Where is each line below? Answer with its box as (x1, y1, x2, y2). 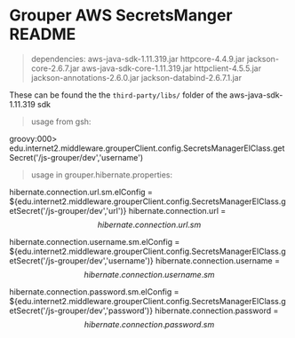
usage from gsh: (30, 116, 92, 127)
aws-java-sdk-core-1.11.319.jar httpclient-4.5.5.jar (81, 63, 262, 74)
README (9, 24, 76, 44)
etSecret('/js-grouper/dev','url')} (9, 205, 127, 216)
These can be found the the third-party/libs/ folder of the (9, 90, 228, 100)
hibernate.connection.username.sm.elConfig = (9, 236, 180, 247)
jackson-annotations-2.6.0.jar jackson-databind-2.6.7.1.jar (30, 72, 243, 83)
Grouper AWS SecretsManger (9, 5, 233, 26)
